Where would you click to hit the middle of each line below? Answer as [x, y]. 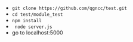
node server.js [33, 27]
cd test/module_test [37, 15]
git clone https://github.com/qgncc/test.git [69, 8]
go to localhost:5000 [38, 33]
